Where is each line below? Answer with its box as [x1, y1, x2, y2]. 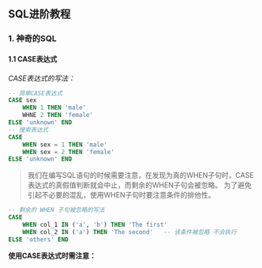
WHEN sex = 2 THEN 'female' [22, 148, 114, 156]
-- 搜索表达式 [8, 126, 49, 134]
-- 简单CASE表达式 [8, 89, 63, 97]
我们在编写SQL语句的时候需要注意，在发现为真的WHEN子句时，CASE [27, 171, 254, 180]
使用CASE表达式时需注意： [8, 251, 96, 260]
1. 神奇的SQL [8, 33, 57, 44]
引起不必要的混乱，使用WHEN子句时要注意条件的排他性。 [27, 191, 215, 200]
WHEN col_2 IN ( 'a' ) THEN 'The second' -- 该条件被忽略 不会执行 [22, 228, 237, 236]
